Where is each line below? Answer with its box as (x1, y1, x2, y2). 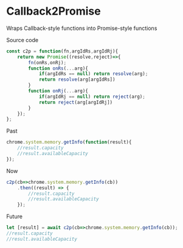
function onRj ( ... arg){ (28, 88, 88, 94)
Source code (6, 36, 38, 43)
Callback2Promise (6, 4, 102, 18)
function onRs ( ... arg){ (28, 65, 88, 71)
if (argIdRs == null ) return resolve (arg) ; (38, 71, 148, 77)
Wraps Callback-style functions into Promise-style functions (6, 24, 157, 32)
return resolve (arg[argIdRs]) (38, 76, 116, 83)
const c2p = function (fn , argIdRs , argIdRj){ (6, 48, 119, 54)
